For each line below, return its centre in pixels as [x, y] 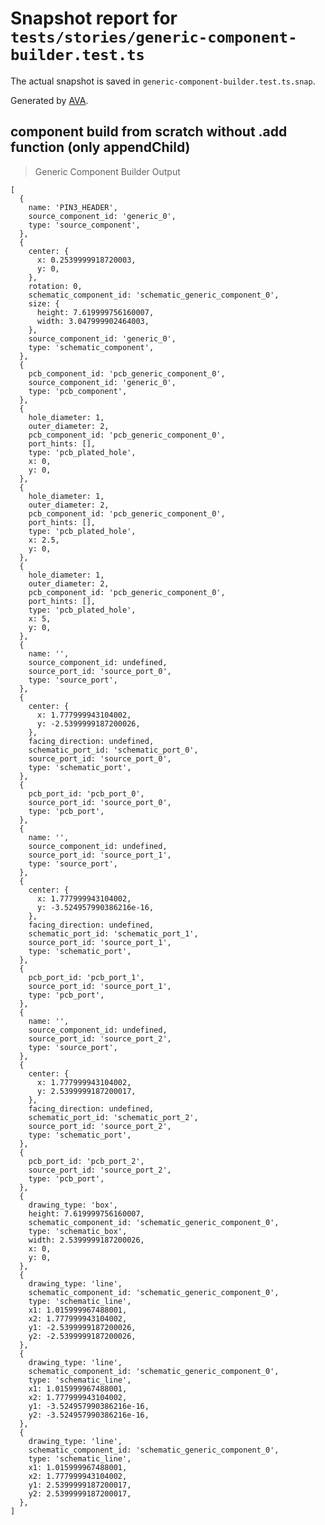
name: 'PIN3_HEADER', [73, 207]
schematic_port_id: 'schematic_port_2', [113, 1117]
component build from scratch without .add [149, 132]
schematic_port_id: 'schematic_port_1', [113, 933]
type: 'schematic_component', [91, 347]
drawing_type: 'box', [73, 1205]
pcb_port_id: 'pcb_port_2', [86, 1161]
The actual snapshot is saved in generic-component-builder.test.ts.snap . [163, 81]
